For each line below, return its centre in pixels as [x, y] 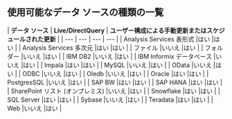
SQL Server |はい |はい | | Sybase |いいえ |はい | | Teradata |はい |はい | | [110, 100]
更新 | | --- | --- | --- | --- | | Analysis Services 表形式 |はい [127, 39]
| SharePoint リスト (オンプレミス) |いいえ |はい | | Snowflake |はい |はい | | [114, 91]
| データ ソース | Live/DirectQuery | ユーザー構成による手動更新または [107, 30]
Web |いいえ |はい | [35, 108]
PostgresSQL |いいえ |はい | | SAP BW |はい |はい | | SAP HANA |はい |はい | [115, 82]
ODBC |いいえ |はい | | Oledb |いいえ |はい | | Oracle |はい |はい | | [116, 73]
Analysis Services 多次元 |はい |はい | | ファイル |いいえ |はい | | [113, 48]
